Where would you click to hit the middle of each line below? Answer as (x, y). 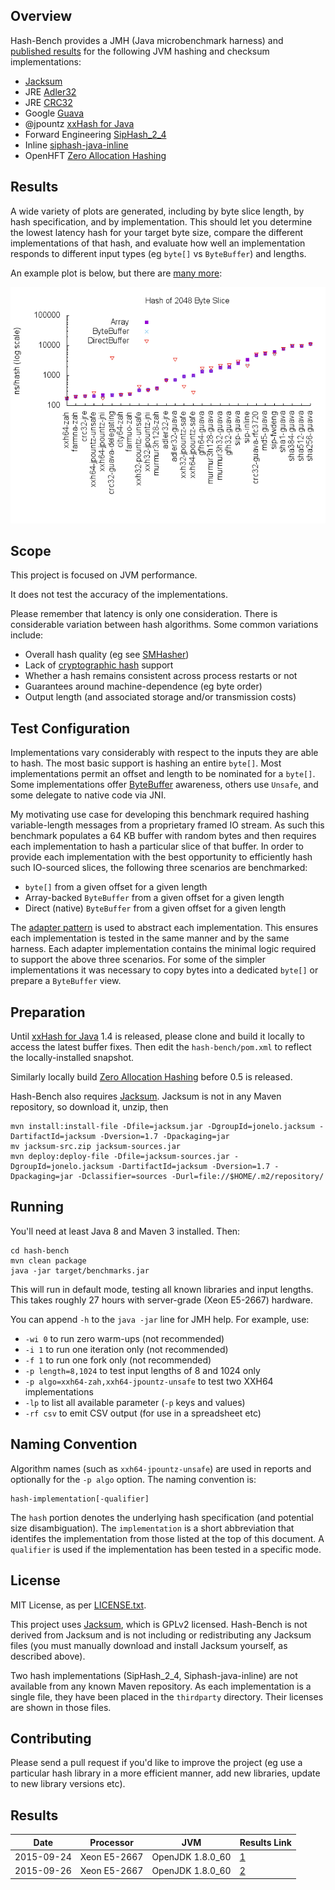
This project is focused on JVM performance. (104, 575)
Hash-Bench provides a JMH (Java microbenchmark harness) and (147, 40)
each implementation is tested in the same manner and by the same (150, 938)
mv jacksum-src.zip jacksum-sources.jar (96, 1147)
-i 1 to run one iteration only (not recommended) (126, 1349)
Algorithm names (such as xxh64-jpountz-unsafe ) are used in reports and (161, 1468)
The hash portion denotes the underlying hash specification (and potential (162, 1517)
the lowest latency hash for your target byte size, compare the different (157, 232)
